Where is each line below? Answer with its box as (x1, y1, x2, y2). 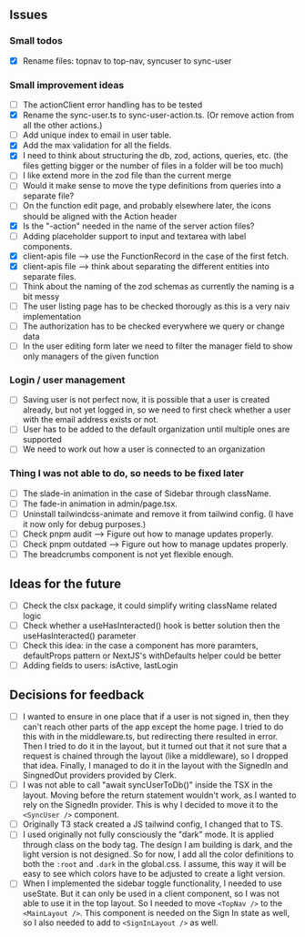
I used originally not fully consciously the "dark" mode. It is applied (22, 829, 275, 840)
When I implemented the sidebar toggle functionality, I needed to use (22, 878, 282, 889)
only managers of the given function (22, 351, 159, 362)
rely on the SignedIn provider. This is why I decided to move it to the (22, 800, 279, 810)
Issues (9, 7, 48, 23)
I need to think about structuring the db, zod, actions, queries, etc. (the (22, 150, 289, 161)
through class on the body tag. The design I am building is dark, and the (22, 840, 293, 850)
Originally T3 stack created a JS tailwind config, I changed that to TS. (22, 819, 284, 830)
